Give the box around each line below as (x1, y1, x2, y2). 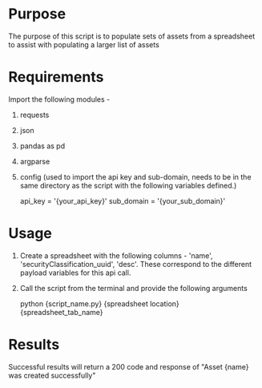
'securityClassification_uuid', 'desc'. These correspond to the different (19, 259, 252, 269)
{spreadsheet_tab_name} (19, 307, 103, 317)
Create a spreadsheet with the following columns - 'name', (19, 250, 214, 261)
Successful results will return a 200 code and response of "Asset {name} (8, 362, 249, 371)
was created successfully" (8, 370, 96, 380)
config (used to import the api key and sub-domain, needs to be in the (19, 172, 252, 181)
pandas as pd (19, 141, 66, 151)
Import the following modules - (8, 94, 111, 104)
